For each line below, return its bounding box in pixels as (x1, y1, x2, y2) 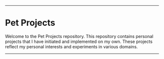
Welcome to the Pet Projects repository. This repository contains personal (5, 33, 154, 39)
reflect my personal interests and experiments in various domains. (5, 43, 138, 49)
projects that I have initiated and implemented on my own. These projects (5, 39, 153, 44)
